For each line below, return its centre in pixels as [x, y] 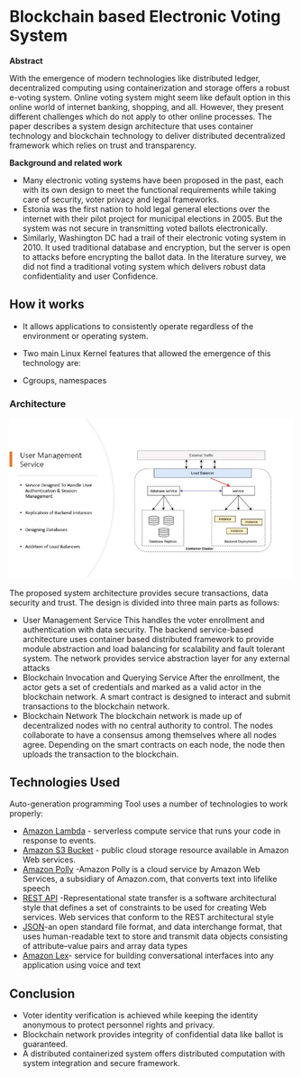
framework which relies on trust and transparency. [103, 145]
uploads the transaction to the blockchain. [100, 754]
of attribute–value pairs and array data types [105, 946]
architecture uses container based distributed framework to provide [148, 639]
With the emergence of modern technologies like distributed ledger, [135, 78]
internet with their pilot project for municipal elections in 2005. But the [152, 218]
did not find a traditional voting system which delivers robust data [144, 266]
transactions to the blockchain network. [96, 706]
